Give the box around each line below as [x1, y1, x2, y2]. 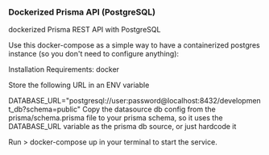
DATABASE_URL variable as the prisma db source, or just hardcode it [8, 122, 237, 132]
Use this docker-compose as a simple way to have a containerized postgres [8, 40, 260, 50]
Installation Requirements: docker [8, 65, 119, 74]
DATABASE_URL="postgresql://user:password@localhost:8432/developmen [8, 96, 262, 106]
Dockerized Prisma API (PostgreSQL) [8, 6, 155, 18]
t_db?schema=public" [8, 104, 81, 115]
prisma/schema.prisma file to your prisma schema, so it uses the [8, 113, 223, 123]
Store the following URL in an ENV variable [8, 80, 150, 90]
